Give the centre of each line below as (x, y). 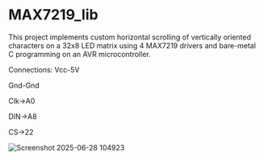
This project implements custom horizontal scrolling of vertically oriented (130, 37)
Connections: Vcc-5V (44, 69)
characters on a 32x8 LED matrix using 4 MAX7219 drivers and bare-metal (132, 45)
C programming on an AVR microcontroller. (80, 54)
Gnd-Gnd (24, 85)
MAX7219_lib (53, 15)
